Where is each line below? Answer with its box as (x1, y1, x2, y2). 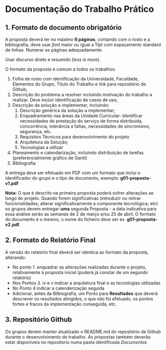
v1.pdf (5, 180, 19, 186)
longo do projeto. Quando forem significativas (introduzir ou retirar (5, 195, 141, 201)
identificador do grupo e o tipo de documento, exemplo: (5, 175, 119, 181)
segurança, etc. (19, 129, 52, 135)
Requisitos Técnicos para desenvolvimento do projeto (19, 134, 130, 140)
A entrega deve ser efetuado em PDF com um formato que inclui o (5, 170, 141, 176)
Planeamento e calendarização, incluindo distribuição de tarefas (12, 150, 144, 155)
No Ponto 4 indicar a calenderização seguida (12, 285, 105, 291)
